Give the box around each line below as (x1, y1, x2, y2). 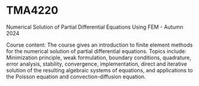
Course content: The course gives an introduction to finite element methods (6, 41, 193, 48)
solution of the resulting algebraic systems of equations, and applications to (6, 66, 193, 73)
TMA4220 (6, 4, 59, 17)
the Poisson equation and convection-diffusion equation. (6, 73, 146, 80)
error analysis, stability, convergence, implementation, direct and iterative (6, 60, 187, 67)
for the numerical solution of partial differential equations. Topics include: (6, 47, 186, 54)
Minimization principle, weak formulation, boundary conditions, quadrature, (6, 54, 192, 61)
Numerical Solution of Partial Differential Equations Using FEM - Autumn (6, 23, 183, 30)
